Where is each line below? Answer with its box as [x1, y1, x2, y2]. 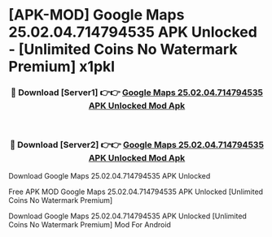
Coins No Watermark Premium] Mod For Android [8, 219, 171, 229]
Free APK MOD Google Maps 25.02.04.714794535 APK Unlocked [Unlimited [8, 187, 263, 196]
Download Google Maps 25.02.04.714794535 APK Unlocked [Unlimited [8, 211, 247, 221]
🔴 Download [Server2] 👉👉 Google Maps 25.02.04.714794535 [9, 140, 265, 151]
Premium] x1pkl [8, 58, 116, 76]
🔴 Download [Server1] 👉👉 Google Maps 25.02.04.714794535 [11, 87, 263, 98]
